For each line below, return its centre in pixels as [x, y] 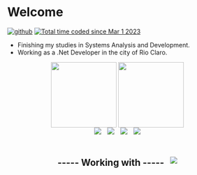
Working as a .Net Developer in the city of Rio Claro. [92, 52]
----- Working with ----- [111, 163]
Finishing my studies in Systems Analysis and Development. [103, 45]
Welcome [35, 12]
